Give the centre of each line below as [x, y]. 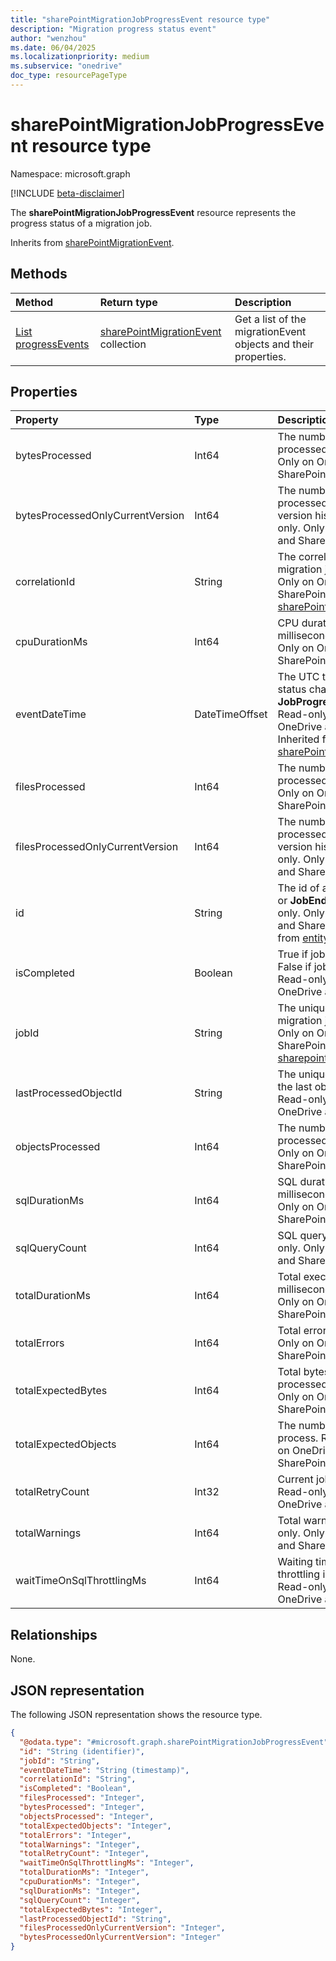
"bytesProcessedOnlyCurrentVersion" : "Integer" [120, 1937]
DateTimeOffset [231, 714]
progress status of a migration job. [81, 223]
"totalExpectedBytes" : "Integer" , [91, 1909]
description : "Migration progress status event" [113, 29]
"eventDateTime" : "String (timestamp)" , [104, 1770]
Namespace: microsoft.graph [70, 173]
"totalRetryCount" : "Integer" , [84, 1854]
